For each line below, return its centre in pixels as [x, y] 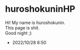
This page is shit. [22, 27]
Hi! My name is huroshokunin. [35, 23]
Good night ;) [18, 33]
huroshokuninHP [40, 9]
